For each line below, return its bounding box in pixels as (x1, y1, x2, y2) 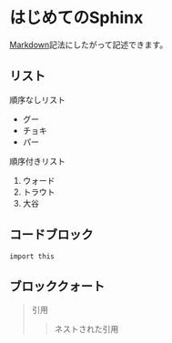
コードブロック (9, 227, 94, 243)
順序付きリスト (9, 156, 66, 166)
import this (9, 251, 55, 261)
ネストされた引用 (54, 324, 119, 335)
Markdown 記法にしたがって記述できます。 (9, 39, 168, 50)
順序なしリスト (9, 94, 66, 105)
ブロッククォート (9, 278, 106, 294)
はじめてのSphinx (9, 7, 144, 28)
